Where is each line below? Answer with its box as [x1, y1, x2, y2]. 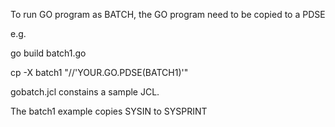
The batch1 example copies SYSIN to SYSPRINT [10, 105, 208, 117]
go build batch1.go [10, 47, 87, 59]
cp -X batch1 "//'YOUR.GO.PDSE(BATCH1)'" [10, 67, 189, 78]
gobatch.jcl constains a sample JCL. [10, 86, 160, 98]
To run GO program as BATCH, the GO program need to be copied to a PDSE [10, 9, 326, 20]
